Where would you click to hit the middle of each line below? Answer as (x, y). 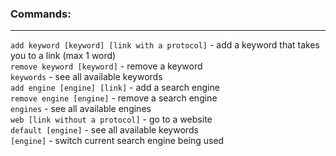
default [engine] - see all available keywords (104, 130)
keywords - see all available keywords (86, 77)
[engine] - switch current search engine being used (117, 141)
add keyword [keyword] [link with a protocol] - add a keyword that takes (165, 45)
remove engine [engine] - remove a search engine (114, 98)
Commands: (41, 14)
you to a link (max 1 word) (63, 56)
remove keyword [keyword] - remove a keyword (106, 66)
